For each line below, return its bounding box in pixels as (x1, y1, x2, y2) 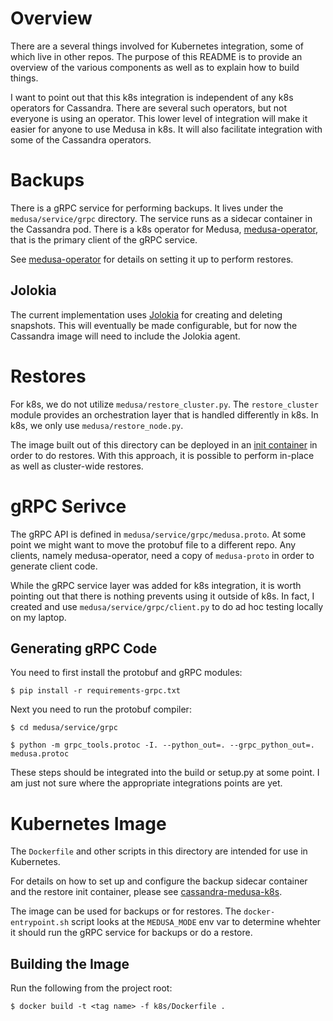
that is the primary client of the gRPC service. (10, 233, 198, 246)
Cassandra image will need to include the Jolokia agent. (10, 330, 241, 342)
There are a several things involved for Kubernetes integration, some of (10, 40, 305, 52)
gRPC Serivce (10, 495, 127, 517)
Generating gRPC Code (10, 640, 158, 657)
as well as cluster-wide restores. (10, 460, 144, 472)
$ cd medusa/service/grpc (10, 723, 118, 733)
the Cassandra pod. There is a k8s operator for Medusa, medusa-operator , (10, 223, 318, 235)
